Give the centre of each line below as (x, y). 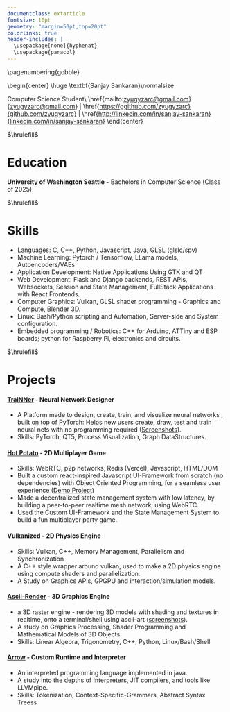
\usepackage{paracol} (45, 53)
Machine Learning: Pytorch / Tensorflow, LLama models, (98, 257)
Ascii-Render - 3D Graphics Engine (59, 597)
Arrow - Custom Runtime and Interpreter (67, 657)
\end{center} (125, 121)
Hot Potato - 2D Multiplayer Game (56, 452)
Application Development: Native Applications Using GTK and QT (110, 272)
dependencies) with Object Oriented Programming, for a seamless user (119, 483)
